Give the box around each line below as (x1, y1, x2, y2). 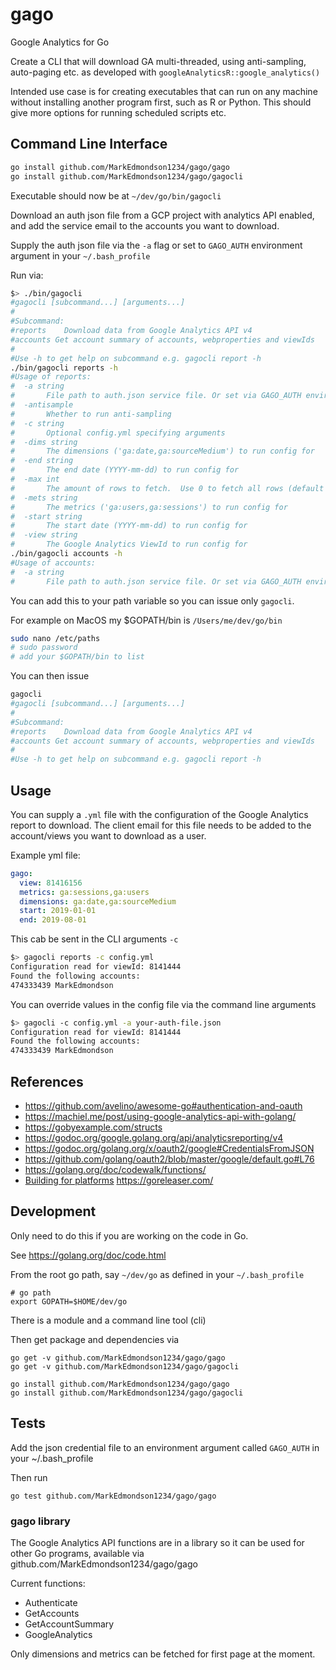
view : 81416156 (19, 878, 83, 888)
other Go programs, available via (10, 1547, 145, 1559)
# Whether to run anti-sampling (10, 409, 172, 419)
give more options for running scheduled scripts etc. (10, 106, 227, 118)
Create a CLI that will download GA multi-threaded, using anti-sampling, (10, 55, 307, 67)
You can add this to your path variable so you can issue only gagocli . (10, 594, 295, 607)
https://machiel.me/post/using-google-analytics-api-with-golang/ (24, 1111, 297, 1122)
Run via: (10, 269, 44, 281)
